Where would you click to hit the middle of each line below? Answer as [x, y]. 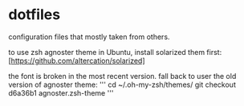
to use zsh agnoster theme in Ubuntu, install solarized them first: [115, 52]
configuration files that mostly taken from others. [89, 37]
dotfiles [35, 15]
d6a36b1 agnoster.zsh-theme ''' [61, 92]
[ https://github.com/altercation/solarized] [77, 61]
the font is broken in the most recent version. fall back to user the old [122, 76]
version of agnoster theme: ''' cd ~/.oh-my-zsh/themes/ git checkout [122, 84]
